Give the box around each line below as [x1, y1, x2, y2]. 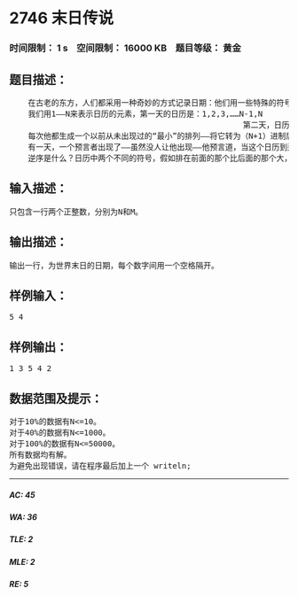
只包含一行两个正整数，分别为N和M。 [9, 206, 144, 217]
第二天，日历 [242, 120, 290, 129]
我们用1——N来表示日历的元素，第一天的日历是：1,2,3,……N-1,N [27, 108, 263, 119]
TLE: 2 [9, 534, 34, 545]
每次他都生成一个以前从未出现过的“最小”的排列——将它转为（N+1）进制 [27, 130, 286, 141]
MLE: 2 [9, 556, 35, 567]
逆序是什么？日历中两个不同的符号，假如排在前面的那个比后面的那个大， [27, 152, 293, 163]
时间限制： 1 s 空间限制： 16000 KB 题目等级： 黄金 [9, 42, 242, 54]
